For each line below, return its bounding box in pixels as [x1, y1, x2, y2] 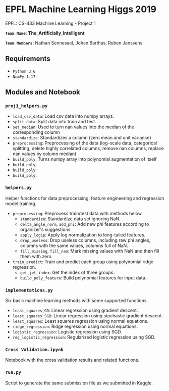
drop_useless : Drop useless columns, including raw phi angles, [20, 237, 151, 243]
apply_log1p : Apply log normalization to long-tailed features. [20, 231, 146, 238]
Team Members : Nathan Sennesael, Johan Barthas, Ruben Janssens [5, 39, 143, 46]
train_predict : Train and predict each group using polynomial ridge [12, 259, 154, 265]
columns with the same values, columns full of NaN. [20, 242, 129, 249]
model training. [5, 201, 37, 207]
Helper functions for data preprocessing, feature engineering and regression [5, 195, 164, 201]
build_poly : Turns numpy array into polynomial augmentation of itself [12, 156, 157, 162]
